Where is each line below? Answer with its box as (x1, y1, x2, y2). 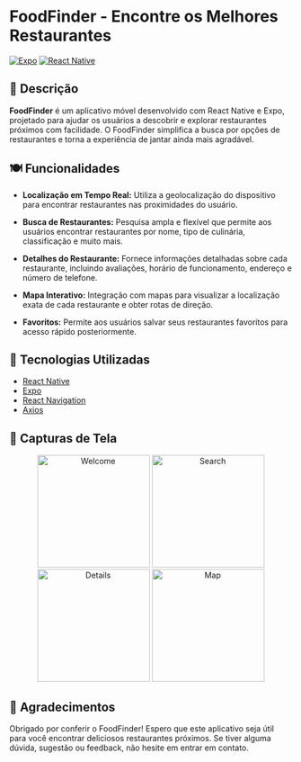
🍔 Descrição (9, 81, 79, 96)
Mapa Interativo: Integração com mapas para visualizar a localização (22, 290, 280, 300)
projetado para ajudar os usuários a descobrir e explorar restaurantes (9, 114, 267, 125)
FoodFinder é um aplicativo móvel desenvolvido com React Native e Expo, (9, 105, 285, 116)
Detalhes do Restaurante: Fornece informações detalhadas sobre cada (22, 253, 288, 264)
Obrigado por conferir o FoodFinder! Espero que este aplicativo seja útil (9, 723, 274, 734)
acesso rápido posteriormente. (22, 326, 137, 336)
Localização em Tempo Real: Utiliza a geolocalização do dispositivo (22, 189, 276, 200)
